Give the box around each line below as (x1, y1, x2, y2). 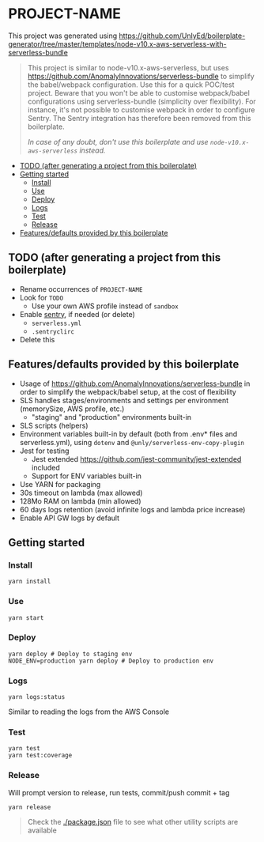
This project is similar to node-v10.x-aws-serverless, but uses (27, 62, 229, 72)
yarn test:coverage (8, 752, 73, 760)
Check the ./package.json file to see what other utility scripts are (27, 817, 239, 826)
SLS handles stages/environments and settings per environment (19, 395, 229, 405)
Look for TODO (19, 293, 64, 302)
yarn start (8, 614, 44, 621)
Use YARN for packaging (19, 479, 101, 489)
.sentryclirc (31, 327, 75, 336)
